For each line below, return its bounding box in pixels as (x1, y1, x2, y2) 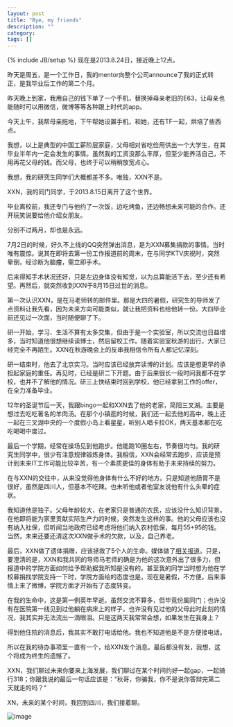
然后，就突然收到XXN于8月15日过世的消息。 (25, 282, 152, 290)
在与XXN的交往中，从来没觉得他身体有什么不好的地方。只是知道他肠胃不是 (7, 474, 221, 482)
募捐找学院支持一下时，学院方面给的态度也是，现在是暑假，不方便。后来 (12, 573, 220, 581)
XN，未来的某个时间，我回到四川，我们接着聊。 (7, 699, 144, 707)
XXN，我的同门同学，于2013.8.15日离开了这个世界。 (7, 188, 156, 196)
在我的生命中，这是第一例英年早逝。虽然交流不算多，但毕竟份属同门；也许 (7, 596, 220, 604)
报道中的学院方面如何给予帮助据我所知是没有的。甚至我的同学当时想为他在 (7, 564, 220, 572)
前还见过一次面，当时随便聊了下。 (7, 314, 105, 322)
